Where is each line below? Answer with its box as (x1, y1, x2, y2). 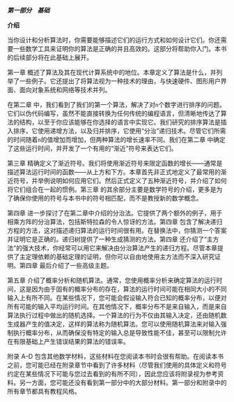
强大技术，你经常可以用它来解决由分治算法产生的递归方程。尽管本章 (22, 244, 218, 252)
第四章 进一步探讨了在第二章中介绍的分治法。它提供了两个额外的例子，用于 (7, 209, 223, 217)
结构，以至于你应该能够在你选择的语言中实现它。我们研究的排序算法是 (19, 118, 221, 126)
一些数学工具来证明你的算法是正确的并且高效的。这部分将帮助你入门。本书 (13, 45, 227, 52)
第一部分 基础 (7, 6, 50, 14)
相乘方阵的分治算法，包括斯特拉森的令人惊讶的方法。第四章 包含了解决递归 (7, 217, 223, 226)
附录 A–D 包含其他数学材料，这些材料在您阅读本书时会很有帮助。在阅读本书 (7, 352, 224, 360)
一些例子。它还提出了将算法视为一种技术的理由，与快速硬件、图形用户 (19, 77, 221, 85)
